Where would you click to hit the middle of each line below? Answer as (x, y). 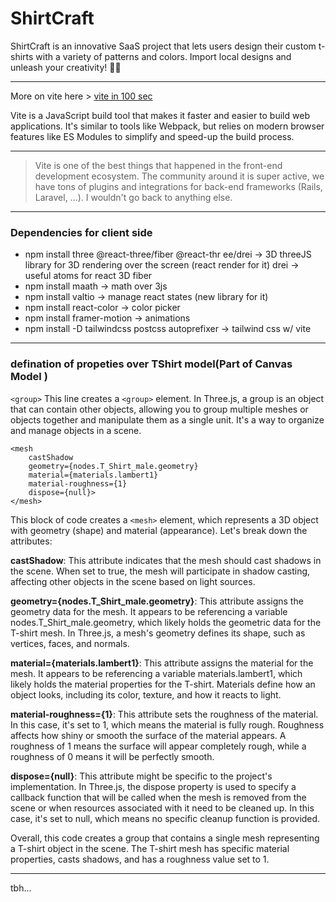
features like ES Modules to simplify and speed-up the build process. (152, 136)
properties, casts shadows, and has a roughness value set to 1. (140, 859)
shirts (22, 56)
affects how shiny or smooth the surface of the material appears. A (148, 735)
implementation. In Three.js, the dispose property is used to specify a (153, 786)
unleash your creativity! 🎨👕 (66, 67)
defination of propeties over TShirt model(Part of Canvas (151, 364)
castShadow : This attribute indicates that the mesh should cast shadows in (166, 560)
